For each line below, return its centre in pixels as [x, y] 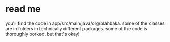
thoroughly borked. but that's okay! [42, 34]
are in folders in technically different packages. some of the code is [76, 28]
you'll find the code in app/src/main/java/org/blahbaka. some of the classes [85, 23]
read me [23, 9]
